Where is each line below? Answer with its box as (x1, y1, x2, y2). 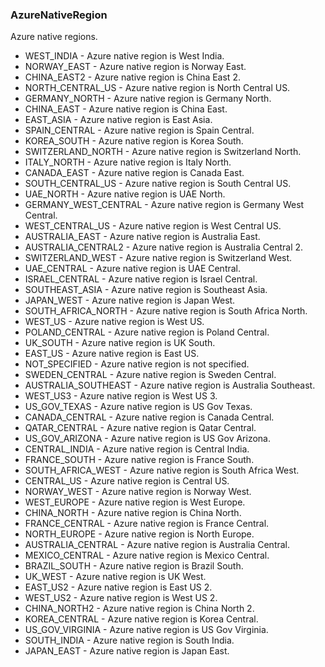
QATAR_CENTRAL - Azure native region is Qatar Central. (24, 422, 257, 434)
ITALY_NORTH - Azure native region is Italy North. (24, 156, 232, 168)
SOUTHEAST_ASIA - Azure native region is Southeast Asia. (24, 284, 268, 296)
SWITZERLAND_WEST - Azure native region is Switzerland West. (24, 252, 293, 264)
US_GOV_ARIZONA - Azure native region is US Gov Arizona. (24, 433, 271, 445)
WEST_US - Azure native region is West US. (24, 316, 205, 328)
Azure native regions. (10, 31, 98, 43)
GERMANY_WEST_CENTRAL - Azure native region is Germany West (24, 199, 305, 211)
